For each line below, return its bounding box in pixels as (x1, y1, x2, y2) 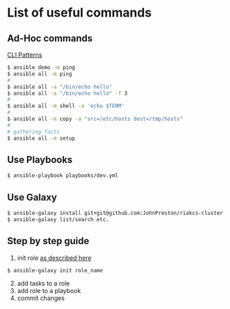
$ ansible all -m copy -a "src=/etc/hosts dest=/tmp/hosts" (7, 115, 184, 122)
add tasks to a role (17, 279, 70, 288)
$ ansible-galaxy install (7, 209, 81, 216)
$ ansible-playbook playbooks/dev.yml (7, 172, 118, 179)
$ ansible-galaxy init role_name (7, 267, 103, 274)
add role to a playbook (17, 287, 81, 295)
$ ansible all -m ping (7, 71, 72, 77)
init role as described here (17, 254, 92, 262)
